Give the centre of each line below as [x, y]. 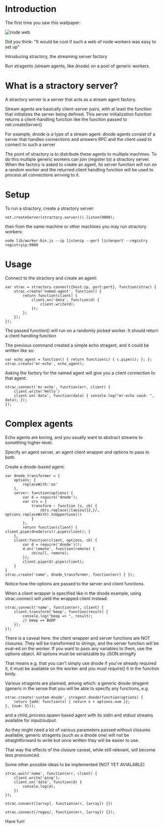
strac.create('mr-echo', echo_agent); [45, 364]
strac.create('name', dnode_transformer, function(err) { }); [70, 575]
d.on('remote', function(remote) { [59, 549]
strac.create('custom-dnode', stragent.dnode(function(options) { [74, 697]
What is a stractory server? [62, 86]
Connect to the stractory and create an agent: [51, 278]
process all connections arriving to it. [42, 175]
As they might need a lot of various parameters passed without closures [78, 730]
